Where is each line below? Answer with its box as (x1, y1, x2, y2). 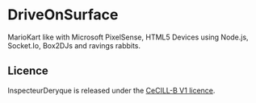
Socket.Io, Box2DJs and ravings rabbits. (7, 40, 141, 50)
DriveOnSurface (7, 6, 119, 24)
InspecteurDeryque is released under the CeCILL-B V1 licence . (7, 85, 216, 95)
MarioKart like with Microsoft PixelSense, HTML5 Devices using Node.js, (7, 32, 249, 42)
